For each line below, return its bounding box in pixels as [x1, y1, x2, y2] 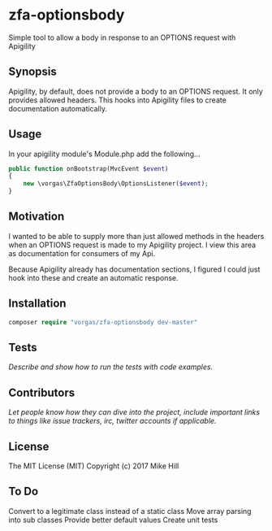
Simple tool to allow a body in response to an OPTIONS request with [8, 33, 236, 42]
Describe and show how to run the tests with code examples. [8, 362, 214, 372]
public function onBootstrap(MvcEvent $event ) [8, 164, 169, 172]
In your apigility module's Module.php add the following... [8, 149, 201, 159]
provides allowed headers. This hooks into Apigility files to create [8, 95, 227, 105]
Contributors [8, 385, 76, 399]
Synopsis [8, 65, 57, 79]
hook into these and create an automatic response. [8, 272, 179, 282]
